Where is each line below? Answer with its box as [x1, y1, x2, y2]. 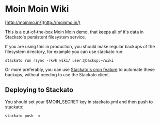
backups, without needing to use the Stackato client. [5, 71, 110, 77]
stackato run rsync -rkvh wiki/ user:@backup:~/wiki [5, 58, 114, 63]
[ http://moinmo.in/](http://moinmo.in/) [5, 19, 81, 25]
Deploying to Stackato [5, 86, 74, 94]
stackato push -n [5, 113, 40, 118]
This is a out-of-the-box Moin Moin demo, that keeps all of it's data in [5, 29, 144, 35]
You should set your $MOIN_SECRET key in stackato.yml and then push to [5, 99, 153, 105]
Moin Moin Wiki [5, 3, 69, 15]
